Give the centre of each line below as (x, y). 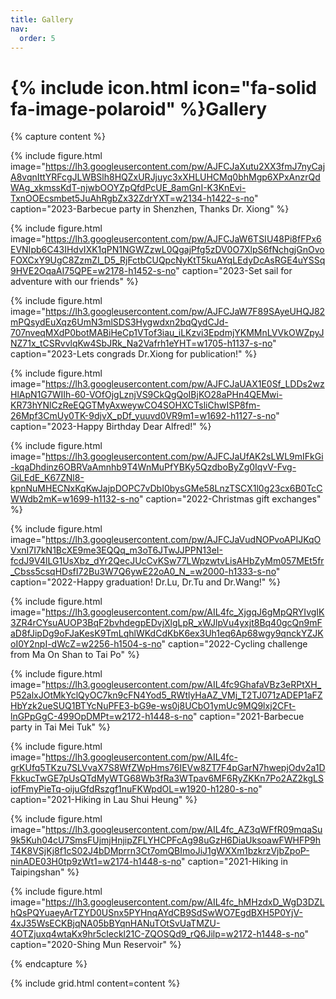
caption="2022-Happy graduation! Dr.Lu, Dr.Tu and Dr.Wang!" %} (146, 582)
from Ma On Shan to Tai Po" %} (75, 655)
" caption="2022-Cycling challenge (234, 644)
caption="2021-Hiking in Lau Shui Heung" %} (104, 800)
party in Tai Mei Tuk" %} (60, 727)
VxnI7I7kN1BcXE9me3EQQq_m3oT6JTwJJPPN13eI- (116, 550)
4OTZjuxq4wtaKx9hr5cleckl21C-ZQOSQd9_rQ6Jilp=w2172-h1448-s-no (157, 934)
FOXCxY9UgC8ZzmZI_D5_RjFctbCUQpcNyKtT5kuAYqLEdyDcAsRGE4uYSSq (168, 260)
